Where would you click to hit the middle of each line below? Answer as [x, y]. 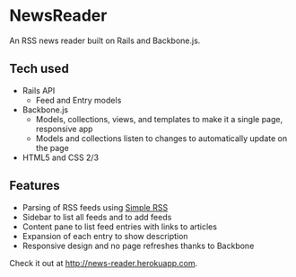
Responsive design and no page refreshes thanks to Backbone [138, 246]
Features [35, 186]
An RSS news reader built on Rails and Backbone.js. [105, 40]
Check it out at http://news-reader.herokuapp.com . [104, 263]
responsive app [64, 129]
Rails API [39, 90]
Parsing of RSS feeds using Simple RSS [95, 207]
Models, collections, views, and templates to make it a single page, [159, 119]
